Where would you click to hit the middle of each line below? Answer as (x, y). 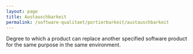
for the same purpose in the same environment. (64, 45)
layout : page (22, 11)
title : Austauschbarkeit (36, 17)
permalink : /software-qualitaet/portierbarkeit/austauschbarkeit (87, 22)
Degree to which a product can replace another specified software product (97, 39)
